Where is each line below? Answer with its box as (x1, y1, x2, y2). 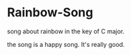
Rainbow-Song (7, 5, 93, 20)
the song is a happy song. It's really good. (7, 40, 125, 48)
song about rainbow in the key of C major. (7, 27, 125, 35)
